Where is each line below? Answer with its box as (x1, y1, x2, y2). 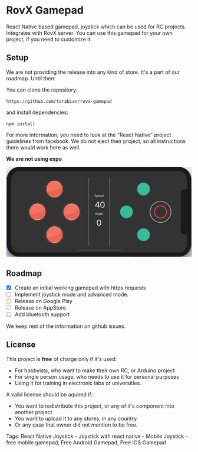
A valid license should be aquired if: (6, 391, 93, 398)
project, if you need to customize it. (6, 35, 93, 43)
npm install (6, 121, 35, 127)
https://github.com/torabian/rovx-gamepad (6, 98, 112, 104)
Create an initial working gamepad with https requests (14, 284, 146, 291)
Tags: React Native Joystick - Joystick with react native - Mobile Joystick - (6, 433, 189, 440)
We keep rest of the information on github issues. (6, 323, 126, 330)
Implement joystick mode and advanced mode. (14, 291, 129, 298)
